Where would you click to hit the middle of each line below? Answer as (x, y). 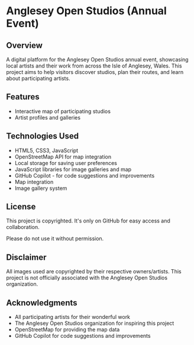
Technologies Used (42, 136)
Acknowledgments (42, 303)
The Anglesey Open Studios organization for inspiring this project (94, 323)
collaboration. (23, 227)
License (21, 207)
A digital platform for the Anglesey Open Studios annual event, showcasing (97, 59)
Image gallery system (41, 188)
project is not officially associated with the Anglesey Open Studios (87, 278)
